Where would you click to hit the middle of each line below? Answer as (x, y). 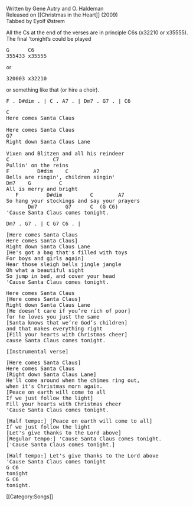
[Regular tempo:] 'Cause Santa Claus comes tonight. (84, 439)
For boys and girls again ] (45, 259)
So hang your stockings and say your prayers (73, 201)
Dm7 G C (34, 183)
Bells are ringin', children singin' (61, 177)
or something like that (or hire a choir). (53, 90)
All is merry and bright (42, 189)
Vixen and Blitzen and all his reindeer (66, 153)
